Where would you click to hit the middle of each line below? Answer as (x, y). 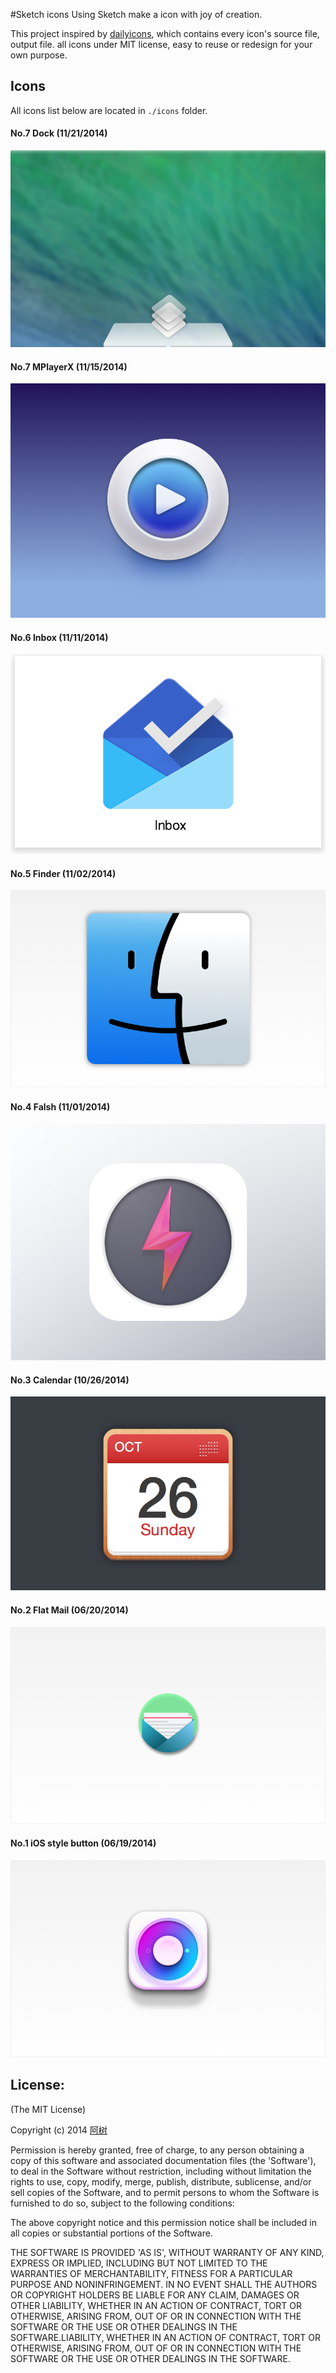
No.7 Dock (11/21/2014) (59, 133)
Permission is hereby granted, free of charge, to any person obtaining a (157, 2150)
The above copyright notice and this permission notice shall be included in (163, 2222)
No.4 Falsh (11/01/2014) (60, 1107)
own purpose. (39, 55)
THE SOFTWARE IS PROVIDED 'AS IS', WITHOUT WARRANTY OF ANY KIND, (167, 2252)
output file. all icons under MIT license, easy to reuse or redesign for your (161, 44)
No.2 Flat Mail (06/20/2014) (69, 1610)
